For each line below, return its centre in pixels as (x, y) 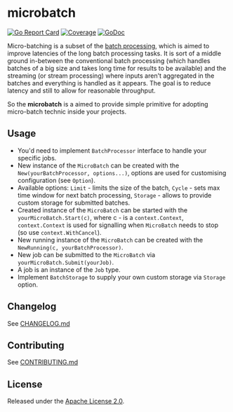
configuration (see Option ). (56, 180)
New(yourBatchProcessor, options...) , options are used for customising (122, 172)
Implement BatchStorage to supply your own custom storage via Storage (121, 277)
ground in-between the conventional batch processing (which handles (109, 60)
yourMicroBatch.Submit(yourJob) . (66, 262)
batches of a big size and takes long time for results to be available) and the (117, 68)
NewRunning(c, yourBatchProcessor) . (71, 247)
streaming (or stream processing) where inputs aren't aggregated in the (111, 76)
